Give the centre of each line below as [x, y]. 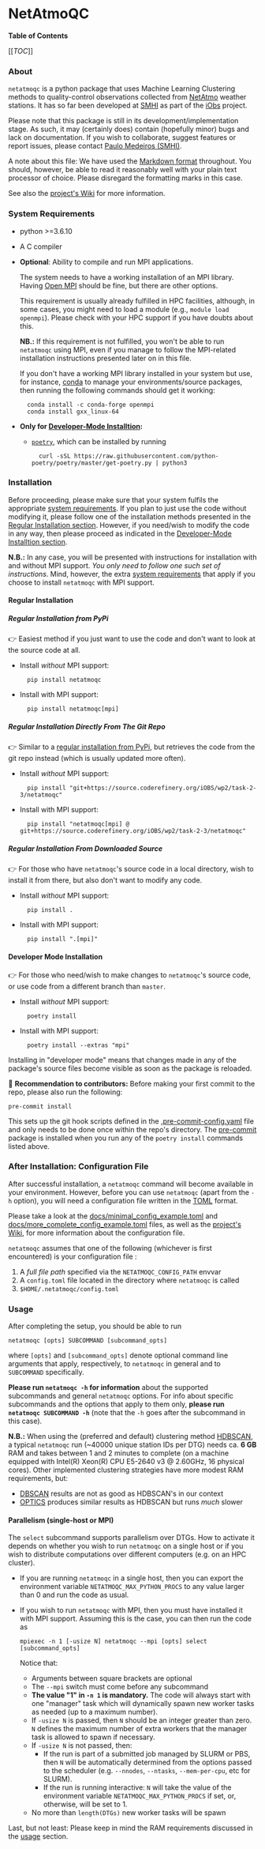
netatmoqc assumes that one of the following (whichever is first [110, 1248]
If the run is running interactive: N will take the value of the [137, 1787]
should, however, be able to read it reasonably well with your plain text [123, 170]
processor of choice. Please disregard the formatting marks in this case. [125, 178]
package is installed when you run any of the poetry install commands [125, 1138]
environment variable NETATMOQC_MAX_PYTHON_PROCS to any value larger [132, 1587]
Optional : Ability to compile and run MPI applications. [106, 262]
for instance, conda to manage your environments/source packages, [131, 382]
